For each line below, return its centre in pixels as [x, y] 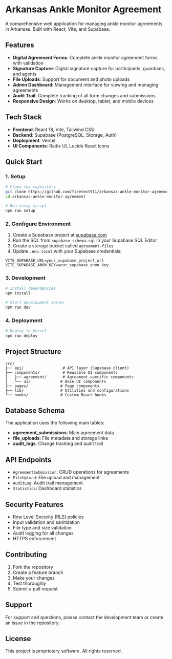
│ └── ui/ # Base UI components [56, 381]
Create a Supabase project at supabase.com [60, 235]
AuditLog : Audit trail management [48, 483]
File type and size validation [42, 528]
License [18, 639]
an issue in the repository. [33, 623]
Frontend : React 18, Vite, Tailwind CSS [53, 130]
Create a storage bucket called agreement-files [63, 246]
